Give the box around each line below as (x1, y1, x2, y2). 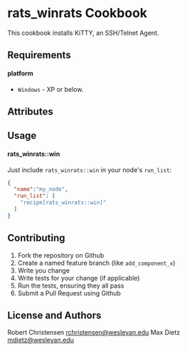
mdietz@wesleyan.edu (7, 336, 75, 345)
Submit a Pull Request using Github (17, 288, 121, 297)
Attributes (7, 105, 53, 117)
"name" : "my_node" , (14, 186, 69, 193)
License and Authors (7, 309, 102, 321)
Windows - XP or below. (17, 85, 84, 93)
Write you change (17, 266, 70, 275)
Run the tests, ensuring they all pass (17, 281, 124, 290)
